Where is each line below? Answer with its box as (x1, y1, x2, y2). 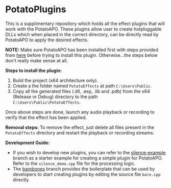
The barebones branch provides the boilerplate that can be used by (12, 166, 155, 172)
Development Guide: (5, 139, 50, 146)
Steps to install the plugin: (5, 67, 62, 74)
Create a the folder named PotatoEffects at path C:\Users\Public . (12, 83, 152, 89)
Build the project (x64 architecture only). (12, 77, 99, 83)
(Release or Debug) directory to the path (12, 93, 98, 100)
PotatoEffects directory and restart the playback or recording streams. (5, 129, 155, 136)
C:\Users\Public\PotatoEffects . (12, 99, 81, 105)
